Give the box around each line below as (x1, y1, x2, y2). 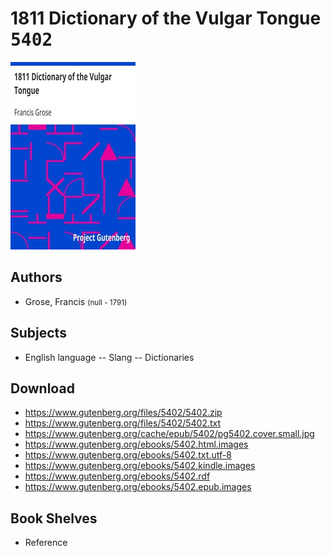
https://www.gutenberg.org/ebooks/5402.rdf (24, 470, 211, 482)
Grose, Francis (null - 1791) (24, 295, 128, 307)
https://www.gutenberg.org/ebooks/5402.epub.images (24, 481, 252, 493)
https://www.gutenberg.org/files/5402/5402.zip (24, 407, 223, 419)
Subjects (10, 325, 67, 342)
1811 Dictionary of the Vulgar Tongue (10, 7, 322, 30)
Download (10, 380, 75, 397)
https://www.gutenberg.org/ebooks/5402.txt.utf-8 (24, 449, 232, 461)
